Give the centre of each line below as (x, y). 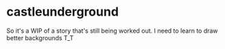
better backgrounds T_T (40, 37)
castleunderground (63, 12)
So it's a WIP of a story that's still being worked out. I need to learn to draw (112, 31)
